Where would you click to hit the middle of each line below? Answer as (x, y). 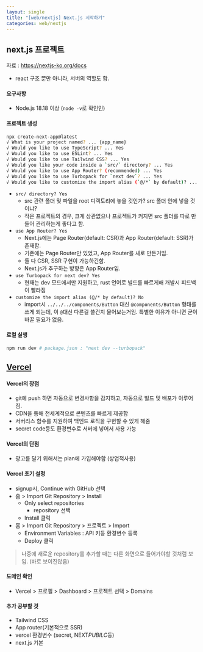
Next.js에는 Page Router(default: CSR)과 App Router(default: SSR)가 (109, 238)
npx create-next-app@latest (42, 137)
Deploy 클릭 (39, 540)
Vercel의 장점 (23, 383)
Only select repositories (54, 503)
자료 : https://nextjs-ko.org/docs (47, 65)
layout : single (26, 12)
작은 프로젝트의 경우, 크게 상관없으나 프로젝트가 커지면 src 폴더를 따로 (107, 216)
